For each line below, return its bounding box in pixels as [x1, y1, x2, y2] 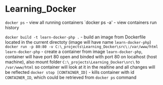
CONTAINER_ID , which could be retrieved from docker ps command [5, 74, 137, 80]
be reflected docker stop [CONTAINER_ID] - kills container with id [5, 69, 135, 75]
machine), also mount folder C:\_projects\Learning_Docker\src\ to [5, 59, 140, 65]
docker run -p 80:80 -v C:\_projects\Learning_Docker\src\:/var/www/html [5, 44, 159, 49]
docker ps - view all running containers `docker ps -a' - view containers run [5, 19, 157, 25]
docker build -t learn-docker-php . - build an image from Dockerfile [5, 34, 146, 40]
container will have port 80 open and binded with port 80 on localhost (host [5, 53, 157, 59]
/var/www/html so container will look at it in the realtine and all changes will [5, 64, 155, 70]
